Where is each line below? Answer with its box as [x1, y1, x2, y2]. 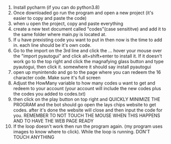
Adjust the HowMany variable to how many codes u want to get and [13, 80, 156, 86]
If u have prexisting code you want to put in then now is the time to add [13, 37, 162, 43]
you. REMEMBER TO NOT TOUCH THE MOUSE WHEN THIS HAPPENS [13, 112, 161, 119]
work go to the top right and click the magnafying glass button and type [13, 59, 164, 64]
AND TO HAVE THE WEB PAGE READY [13, 118, 94, 124]
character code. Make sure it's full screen [13, 75, 101, 80]
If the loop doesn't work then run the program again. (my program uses [13, 123, 163, 129]
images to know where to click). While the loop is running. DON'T [13, 129, 151, 134]
